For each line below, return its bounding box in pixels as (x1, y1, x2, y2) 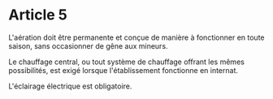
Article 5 (8, 6, 67, 24)
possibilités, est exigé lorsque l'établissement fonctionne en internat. (8, 65, 238, 75)
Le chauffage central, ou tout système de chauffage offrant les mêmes (8, 57, 245, 67)
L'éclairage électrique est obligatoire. (8, 81, 132, 91)
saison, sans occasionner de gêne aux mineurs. (8, 41, 168, 50)
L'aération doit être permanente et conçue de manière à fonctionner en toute (8, 32, 266, 42)
